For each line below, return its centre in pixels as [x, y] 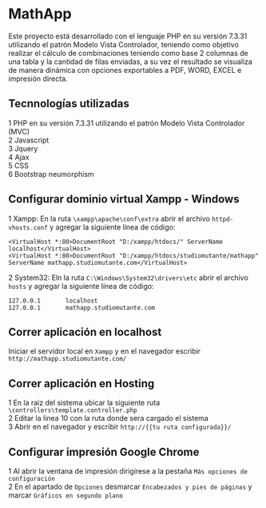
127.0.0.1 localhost [53, 301]
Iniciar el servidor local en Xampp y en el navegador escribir [105, 351]
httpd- [222, 219]
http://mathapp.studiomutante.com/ [67, 359]
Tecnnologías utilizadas [69, 104]
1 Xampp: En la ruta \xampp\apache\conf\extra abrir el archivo [109, 218]
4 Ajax [19, 157]
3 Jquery [23, 148]
